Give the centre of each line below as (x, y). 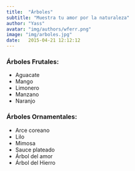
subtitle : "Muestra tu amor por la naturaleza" (68, 18)
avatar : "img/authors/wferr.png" (49, 29)
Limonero (27, 88)
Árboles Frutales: (33, 62)
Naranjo (25, 101)
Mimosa (25, 143)
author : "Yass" (26, 23)
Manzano (27, 95)
